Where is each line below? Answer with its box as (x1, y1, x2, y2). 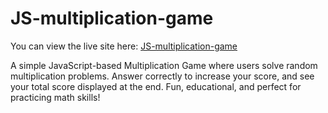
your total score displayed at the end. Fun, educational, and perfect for (10, 80, 302, 92)
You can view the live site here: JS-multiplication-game (10, 40, 238, 52)
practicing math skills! (10, 91, 101, 103)
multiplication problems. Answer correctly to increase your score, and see (10, 70, 315, 82)
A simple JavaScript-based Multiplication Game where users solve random (10, 59, 318, 71)
